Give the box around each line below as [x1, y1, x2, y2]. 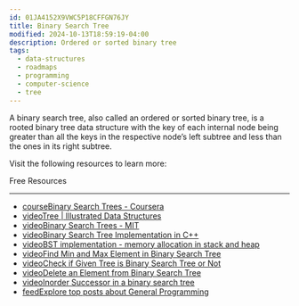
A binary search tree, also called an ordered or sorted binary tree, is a [9, 112, 264, 123]
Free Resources [9, 175, 67, 186]
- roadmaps [17, 63, 58, 72]
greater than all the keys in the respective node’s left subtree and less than [9, 131, 282, 142]
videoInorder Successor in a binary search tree [21, 277, 195, 287]
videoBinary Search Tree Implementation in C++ [21, 229, 199, 240]
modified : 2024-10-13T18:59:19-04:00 [9, 29, 149, 38]
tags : [9, 46, 29, 55]
